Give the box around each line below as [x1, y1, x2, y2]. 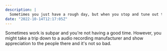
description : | [5, 7, 37, 12]
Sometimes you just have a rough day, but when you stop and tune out [9, 12, 159, 17]
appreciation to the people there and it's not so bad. [5, 41, 112, 47]
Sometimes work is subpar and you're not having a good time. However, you [5, 30, 162, 36]
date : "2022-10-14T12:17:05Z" [5, 16, 68, 21]
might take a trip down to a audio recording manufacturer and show [5, 35, 144, 41]
